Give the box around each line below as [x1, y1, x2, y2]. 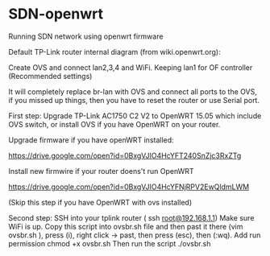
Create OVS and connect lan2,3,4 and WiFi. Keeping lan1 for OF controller [8, 62, 253, 72]
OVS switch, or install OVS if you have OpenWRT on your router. [8, 119, 221, 129]
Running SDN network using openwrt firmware [8, 31, 164, 41]
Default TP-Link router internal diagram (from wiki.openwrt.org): [8, 47, 221, 56]
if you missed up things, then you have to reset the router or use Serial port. [8, 95, 260, 105]
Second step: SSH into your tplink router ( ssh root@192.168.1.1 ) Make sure [8, 213, 255, 222]
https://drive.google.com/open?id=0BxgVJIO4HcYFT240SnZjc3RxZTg [8, 151, 242, 160]
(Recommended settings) [8, 71, 93, 81]
